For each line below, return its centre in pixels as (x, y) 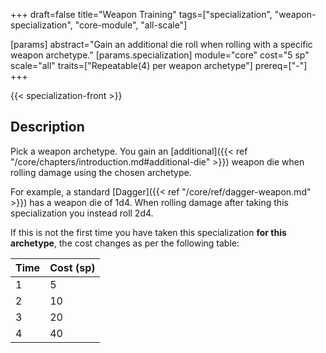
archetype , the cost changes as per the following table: (125, 243)
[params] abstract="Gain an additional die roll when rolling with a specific (161, 44)
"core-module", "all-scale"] (131, 25)
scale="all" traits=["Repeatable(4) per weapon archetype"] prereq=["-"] (159, 65)
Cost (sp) (72, 267)
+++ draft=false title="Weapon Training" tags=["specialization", (141, 14)
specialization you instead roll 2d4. (82, 213)
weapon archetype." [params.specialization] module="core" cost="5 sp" (160, 55)
